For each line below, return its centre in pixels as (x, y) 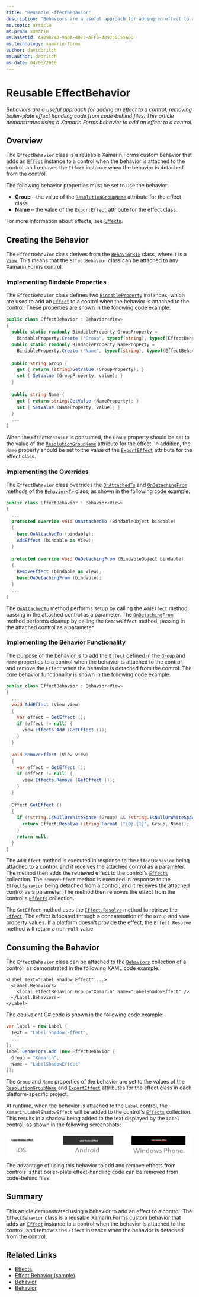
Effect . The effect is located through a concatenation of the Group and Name (98, 916)
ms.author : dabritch (32, 56)
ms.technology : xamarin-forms (44, 44)
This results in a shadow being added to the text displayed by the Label (93, 1119)
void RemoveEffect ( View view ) (50, 755)
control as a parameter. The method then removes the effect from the (91, 892)
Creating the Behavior (47, 240)
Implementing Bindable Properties (56, 282)
